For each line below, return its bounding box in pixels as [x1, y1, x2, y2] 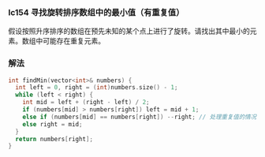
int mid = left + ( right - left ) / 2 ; [22, 99, 150, 107]
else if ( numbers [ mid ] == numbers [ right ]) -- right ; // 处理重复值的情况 [22, 113, 257, 121]
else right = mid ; [22, 120, 83, 128]
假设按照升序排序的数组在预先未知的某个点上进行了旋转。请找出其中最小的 [8, 26, 250, 36]
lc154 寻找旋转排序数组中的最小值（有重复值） [8, 6, 185, 17]
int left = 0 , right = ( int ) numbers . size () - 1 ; [15, 84, 178, 92]
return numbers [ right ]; [15, 135, 93, 143]
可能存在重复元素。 [42, 36, 105, 46]
